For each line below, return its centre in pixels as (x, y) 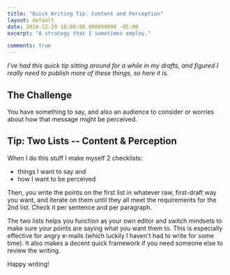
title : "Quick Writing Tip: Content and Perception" (85, 14)
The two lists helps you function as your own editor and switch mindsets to (115, 221)
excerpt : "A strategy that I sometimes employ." (79, 33)
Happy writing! (29, 264)
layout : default (31, 20)
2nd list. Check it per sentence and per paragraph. (79, 207)
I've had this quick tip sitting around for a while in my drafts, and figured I (113, 66)
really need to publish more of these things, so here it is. (88, 73)
